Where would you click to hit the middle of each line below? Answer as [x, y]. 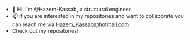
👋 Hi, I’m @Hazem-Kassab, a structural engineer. [72, 9]
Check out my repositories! [45, 31]
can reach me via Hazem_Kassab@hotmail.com [71, 24]
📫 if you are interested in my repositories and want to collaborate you [98, 16]
